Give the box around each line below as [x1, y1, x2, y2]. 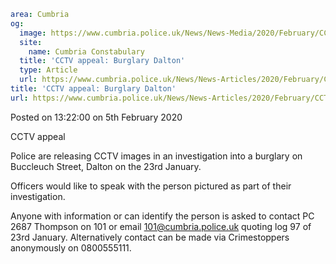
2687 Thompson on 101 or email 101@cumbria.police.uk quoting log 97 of [10, 220, 312, 232]
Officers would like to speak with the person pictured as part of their [10, 180, 292, 192]
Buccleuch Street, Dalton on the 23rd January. [10, 160, 202, 172]
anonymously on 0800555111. [10, 241, 132, 254]
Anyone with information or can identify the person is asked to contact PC [10, 210, 315, 222]
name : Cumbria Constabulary [28, 46, 145, 57]
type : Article [19, 65, 78, 75]
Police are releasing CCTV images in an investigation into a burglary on [10, 150, 303, 162]
